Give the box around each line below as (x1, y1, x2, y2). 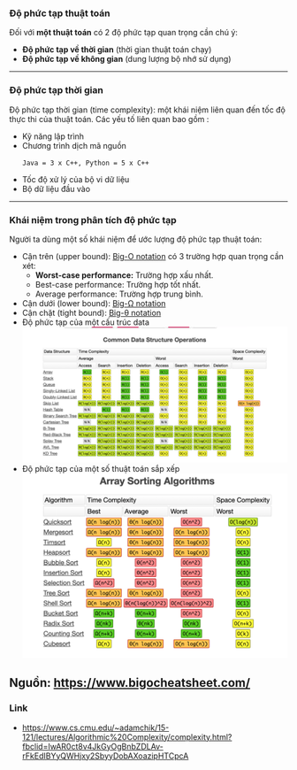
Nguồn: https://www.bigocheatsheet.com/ (9, 675, 250, 690)
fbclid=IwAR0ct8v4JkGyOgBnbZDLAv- (21, 741, 164, 751)
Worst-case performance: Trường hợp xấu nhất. (34, 269, 214, 281)
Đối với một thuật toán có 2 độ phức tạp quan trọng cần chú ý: (9, 27, 239, 38)
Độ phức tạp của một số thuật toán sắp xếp (21, 463, 180, 474)
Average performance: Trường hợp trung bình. (34, 289, 203, 299)
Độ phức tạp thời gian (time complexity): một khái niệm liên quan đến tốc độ (9, 104, 286, 115)
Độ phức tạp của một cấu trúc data (21, 317, 150, 327)
